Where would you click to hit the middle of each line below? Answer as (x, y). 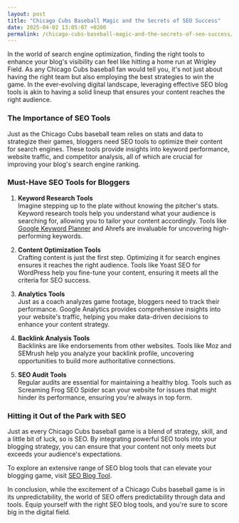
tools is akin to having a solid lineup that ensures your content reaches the (116, 92)
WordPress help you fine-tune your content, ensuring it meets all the (118, 273)
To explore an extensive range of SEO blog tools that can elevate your (110, 468)
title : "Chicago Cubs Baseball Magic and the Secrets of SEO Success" (114, 21)
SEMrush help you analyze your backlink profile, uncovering (106, 353)
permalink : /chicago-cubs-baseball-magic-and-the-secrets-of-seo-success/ (121, 34)
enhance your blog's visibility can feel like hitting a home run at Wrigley (112, 62)
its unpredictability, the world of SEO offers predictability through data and (116, 497)
